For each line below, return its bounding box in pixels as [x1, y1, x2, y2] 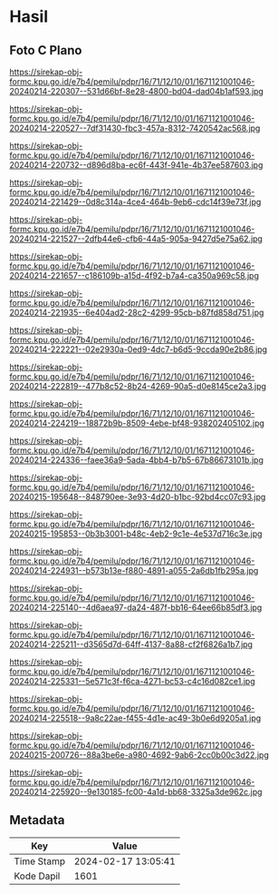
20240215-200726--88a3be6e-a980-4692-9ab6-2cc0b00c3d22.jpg [9, 750, 269, 760]
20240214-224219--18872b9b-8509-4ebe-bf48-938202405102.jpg [9, 418, 265, 428]
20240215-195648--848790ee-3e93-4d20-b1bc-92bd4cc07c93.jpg [9, 492, 266, 502]
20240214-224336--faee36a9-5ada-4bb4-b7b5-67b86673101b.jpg [9, 455, 264, 465]
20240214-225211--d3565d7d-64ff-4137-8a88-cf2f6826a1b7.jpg [9, 639, 254, 650]
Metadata [9, 812, 65, 828]
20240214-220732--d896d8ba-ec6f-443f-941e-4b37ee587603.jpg [9, 160, 264, 170]
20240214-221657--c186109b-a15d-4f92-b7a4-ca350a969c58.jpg [9, 270, 260, 280]
